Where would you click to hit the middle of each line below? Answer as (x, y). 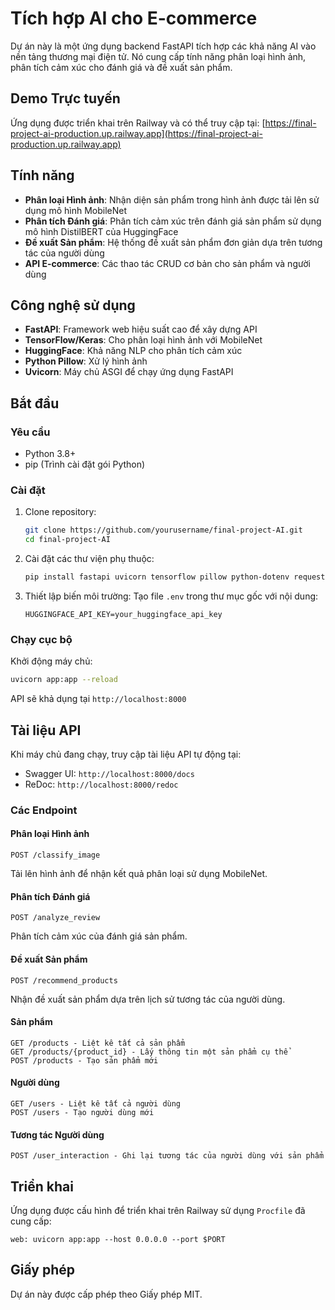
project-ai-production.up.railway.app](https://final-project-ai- (136, 133)
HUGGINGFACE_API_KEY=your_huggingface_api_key (123, 614)
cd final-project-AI (67, 540)
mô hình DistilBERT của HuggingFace (101, 231)
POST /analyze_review (55, 918)
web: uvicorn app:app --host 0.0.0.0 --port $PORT (118, 1239)
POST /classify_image (55, 855)
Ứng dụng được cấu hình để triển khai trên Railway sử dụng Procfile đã (158, 1210)
